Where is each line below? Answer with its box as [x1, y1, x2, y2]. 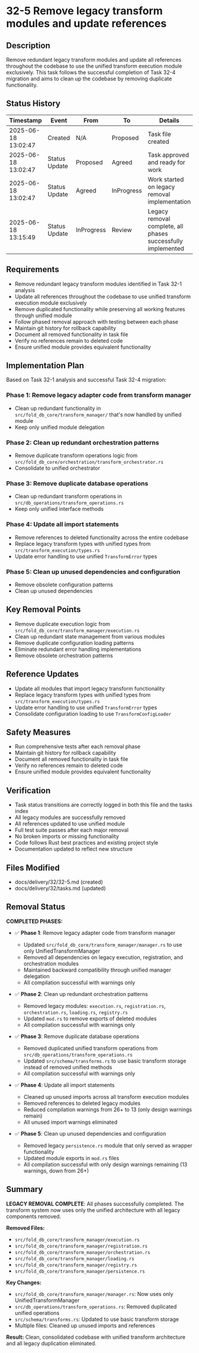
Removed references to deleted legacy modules [23, 1099, 141, 1107]
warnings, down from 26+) [23, 1167, 89, 1174]
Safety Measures [6, 727, 71, 737]
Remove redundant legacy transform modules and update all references [6, 56, 182, 63]
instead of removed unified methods [23, 1063, 113, 1070]
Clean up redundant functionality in [14, 404, 101, 412]
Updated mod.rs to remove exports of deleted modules [23, 1014, 157, 1022]
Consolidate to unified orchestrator [14, 464, 101, 472]
